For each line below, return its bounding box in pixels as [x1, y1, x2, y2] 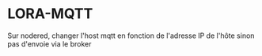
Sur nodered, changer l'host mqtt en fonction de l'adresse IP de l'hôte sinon [7, 31, 255, 40]
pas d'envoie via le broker [7, 39, 92, 48]
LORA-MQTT [7, 5, 93, 23]
